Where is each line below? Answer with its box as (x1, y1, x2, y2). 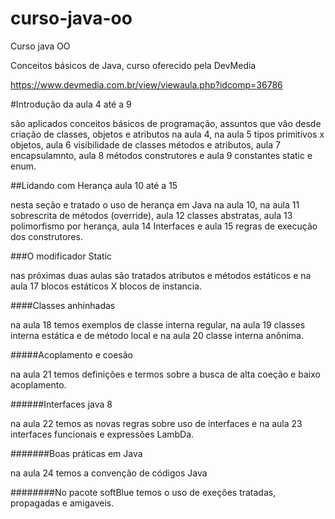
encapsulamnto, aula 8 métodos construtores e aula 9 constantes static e (10, 149, 313, 161)
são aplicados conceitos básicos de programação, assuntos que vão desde (10, 117, 322, 129)
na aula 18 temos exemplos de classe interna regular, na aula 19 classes (10, 318, 306, 331)
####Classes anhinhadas (10, 299, 116, 311)
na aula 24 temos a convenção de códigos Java (10, 467, 208, 479)
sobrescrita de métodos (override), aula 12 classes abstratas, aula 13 (10, 209, 293, 221)
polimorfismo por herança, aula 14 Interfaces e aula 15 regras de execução (10, 220, 318, 232)
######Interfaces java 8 (10, 398, 113, 410)
